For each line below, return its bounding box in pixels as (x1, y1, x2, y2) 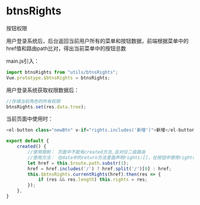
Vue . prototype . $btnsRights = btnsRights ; (6, 74, 111, 81)
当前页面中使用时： (6, 115, 54, 123)
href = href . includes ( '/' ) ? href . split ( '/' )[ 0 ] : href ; (27, 166, 172, 172)
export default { (6, 138, 49, 144)
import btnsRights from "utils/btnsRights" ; (6, 69, 118, 75)
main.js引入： (6, 57, 40, 64)
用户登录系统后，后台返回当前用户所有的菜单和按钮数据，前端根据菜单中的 (6, 37, 189, 44)
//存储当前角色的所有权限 (6, 98, 61, 104)
